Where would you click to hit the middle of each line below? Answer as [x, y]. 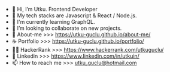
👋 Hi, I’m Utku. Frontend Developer [54, 9]
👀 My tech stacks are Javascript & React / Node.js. [74, 15]
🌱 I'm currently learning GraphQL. [53, 22]
